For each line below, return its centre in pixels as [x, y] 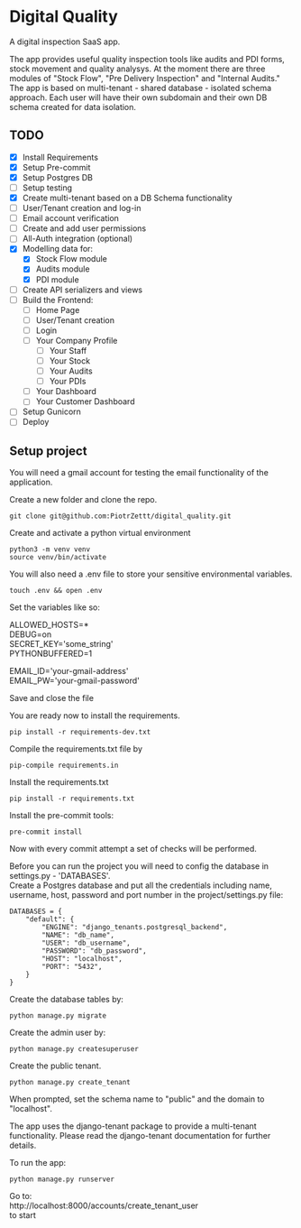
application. [31, 482]
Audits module [63, 269]
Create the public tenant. [55, 1066]
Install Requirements [60, 157]
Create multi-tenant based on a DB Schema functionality [127, 198]
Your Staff [68, 350]
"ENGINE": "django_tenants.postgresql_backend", [135, 928]
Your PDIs [68, 382]
